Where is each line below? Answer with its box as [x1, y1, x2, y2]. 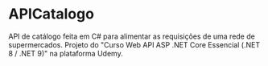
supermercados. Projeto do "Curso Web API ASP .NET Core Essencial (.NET [8, 39, 260, 49]
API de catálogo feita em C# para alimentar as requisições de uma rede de [8, 31, 255, 41]
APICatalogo [8, 5, 95, 23]
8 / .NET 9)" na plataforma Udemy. [8, 48, 123, 58]
